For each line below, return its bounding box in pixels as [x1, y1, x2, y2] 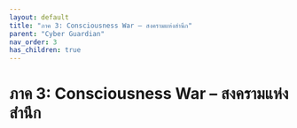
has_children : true [9, 46, 82, 55]
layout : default [9, 12, 69, 22]
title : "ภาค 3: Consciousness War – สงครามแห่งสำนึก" [9, 21, 192, 30]
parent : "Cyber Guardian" [9, 29, 105, 38]
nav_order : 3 [9, 37, 58, 47]
